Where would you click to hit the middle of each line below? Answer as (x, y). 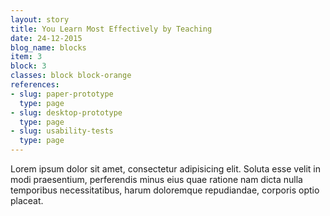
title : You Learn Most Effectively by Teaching (111, 29)
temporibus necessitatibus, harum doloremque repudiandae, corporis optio (165, 190)
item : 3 (26, 57)
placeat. (27, 200)
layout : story (40, 19)
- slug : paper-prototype (62, 94)
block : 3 (28, 66)
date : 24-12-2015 (46, 38)
